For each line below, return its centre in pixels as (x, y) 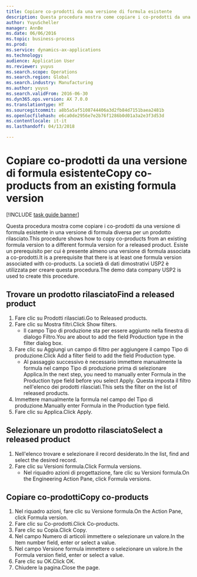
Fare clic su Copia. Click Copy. (51, 530)
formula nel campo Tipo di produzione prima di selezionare (95, 368)
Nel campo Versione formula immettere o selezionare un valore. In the (98, 549)
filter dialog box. (43, 343)
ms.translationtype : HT (35, 105)
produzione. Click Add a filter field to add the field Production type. (95, 355)
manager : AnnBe (25, 28)
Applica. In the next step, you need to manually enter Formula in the (105, 374)
